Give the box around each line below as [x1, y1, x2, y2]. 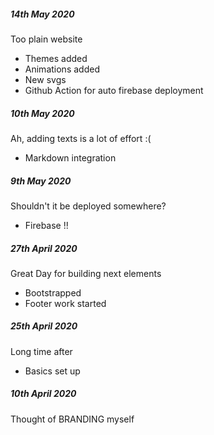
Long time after [10, 345, 73, 357]
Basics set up [24, 365, 81, 377]
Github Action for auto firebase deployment [24, 84, 204, 96]
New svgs [24, 73, 67, 85]
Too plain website [10, 33, 83, 45]
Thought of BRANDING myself [10, 413, 135, 425]
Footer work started [24, 297, 107, 309]
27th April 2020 [10, 242, 78, 254]
